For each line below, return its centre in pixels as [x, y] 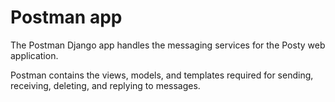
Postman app [66, 17]
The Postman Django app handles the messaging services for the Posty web [168, 45]
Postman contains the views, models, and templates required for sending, [162, 75]
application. [34, 55]
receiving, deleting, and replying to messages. [105, 85]
